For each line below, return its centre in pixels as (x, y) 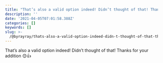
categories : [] (20, 23)
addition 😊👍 (18, 56)
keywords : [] (18, 28)
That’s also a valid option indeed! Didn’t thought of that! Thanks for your (77, 50)
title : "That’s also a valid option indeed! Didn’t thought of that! (77, 9)
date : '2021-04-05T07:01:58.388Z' (40, 18)
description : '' (21, 14)
